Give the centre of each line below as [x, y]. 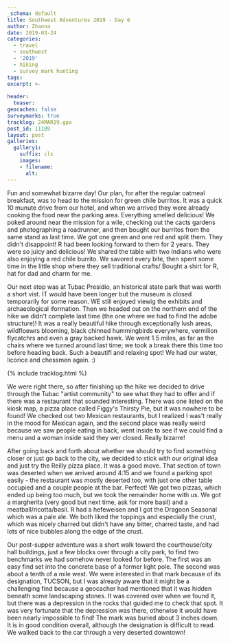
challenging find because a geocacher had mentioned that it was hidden [110, 588]
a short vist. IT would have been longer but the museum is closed [100, 294]
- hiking [26, 65]
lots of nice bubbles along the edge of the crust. [75, 531]
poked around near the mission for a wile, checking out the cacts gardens [112, 222]
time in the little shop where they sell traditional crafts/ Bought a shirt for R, [113, 266]
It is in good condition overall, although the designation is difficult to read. [111, 625]
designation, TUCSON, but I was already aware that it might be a [99, 581]
